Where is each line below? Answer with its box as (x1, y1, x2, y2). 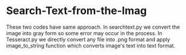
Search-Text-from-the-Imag (6, 4, 147, 18)
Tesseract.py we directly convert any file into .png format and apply (6, 36, 171, 43)
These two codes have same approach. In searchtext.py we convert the (6, 23, 180, 30)
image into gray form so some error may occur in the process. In (6, 29, 163, 36)
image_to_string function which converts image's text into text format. (6, 42, 175, 49)
